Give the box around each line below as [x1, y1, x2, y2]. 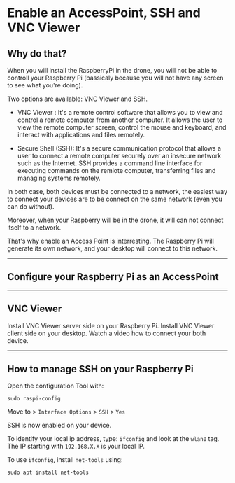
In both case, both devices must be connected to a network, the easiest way [7, 188, 228, 195]
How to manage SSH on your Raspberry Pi [7, 363, 194, 375]
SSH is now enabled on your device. [7, 421, 112, 430]
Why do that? [7, 48, 67, 59]
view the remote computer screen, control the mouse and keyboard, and [17, 123, 227, 131]
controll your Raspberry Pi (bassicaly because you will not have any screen [7, 73, 224, 82]
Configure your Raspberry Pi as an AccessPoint [7, 271, 219, 283]
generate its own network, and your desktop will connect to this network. [7, 244, 218, 253]
